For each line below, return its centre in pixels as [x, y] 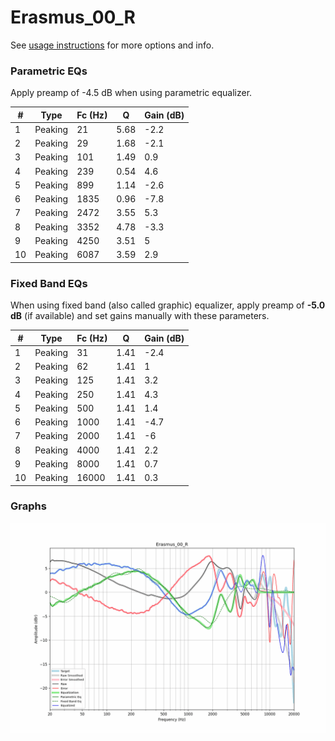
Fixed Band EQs [49, 283]
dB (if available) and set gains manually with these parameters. [140, 316]
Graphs [28, 506]
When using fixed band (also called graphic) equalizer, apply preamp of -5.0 [168, 305]
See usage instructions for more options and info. [112, 45]
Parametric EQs [49, 71]
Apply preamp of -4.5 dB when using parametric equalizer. [131, 93]
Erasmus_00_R [73, 17]
